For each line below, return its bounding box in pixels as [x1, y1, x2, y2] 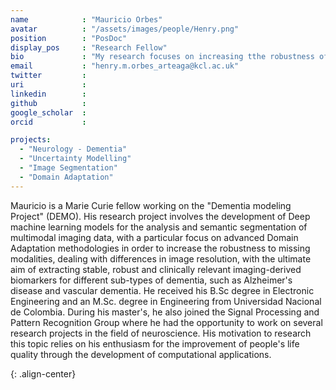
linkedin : [10, 89, 87, 99]
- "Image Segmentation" [19, 163, 118, 173]
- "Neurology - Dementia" [19, 144, 128, 155]
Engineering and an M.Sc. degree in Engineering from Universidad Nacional [10, 295, 322, 307]
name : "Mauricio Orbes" [10, 14, 163, 25]
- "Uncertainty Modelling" [19, 154, 132, 164]
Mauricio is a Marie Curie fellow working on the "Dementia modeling [10, 199, 292, 211]
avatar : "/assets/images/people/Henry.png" [10, 24, 240, 34]
